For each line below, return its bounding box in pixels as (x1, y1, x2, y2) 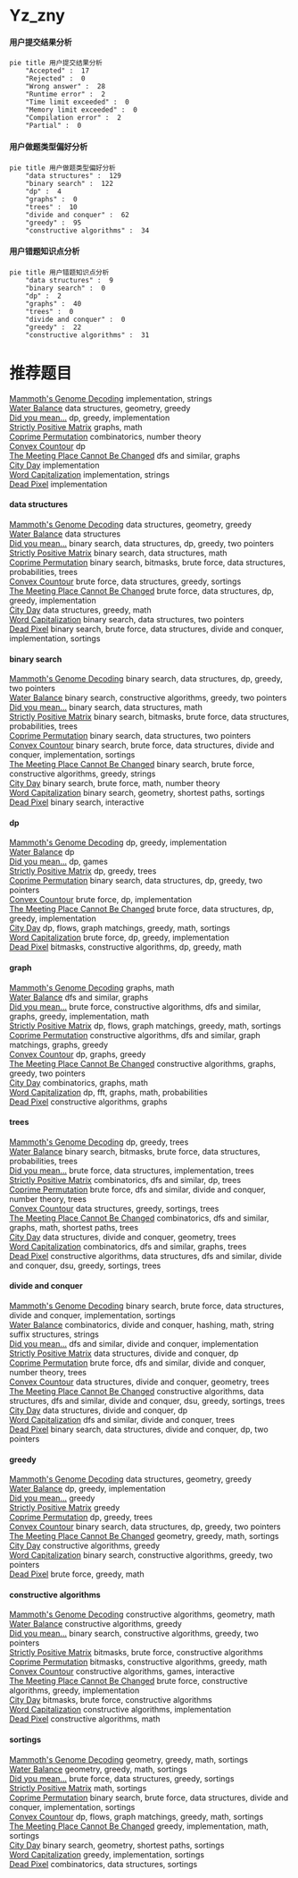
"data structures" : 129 (25, 171, 122, 180)
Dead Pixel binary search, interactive (9, 797, 145, 808)
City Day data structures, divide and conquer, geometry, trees (9, 1231, 236, 1242)
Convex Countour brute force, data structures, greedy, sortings (9, 576, 242, 587)
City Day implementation (9, 460, 100, 470)
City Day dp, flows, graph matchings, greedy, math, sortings (9, 923, 230, 934)
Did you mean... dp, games (9, 856, 109, 867)
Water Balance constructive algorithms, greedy (9, 1619, 183, 1629)
